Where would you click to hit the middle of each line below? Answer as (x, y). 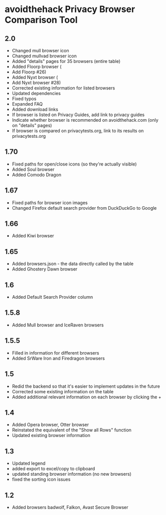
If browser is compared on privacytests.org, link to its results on (78, 131)
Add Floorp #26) (29, 72)
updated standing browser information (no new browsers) (71, 474)
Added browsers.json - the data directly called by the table (73, 264)
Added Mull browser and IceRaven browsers (58, 325)
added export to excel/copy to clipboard (53, 469)
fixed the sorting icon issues (41, 479)
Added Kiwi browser (33, 236)
